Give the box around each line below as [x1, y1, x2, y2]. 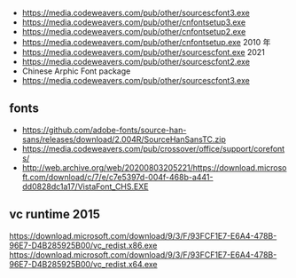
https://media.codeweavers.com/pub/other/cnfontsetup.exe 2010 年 [21, 37, 271, 47]
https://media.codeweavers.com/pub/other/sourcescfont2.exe [21, 57, 251, 67]
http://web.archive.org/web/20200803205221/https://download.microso [21, 162, 287, 172]
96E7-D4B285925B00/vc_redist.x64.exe [9, 258, 158, 269]
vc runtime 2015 [9, 207, 100, 222]
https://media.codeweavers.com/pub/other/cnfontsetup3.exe [21, 17, 246, 28]
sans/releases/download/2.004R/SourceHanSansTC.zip [21, 133, 226, 145]
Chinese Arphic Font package [21, 66, 131, 76]
